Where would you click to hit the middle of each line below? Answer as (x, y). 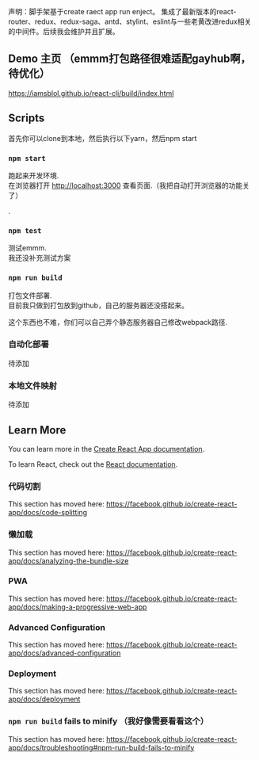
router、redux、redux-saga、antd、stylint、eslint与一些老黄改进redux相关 (130, 21)
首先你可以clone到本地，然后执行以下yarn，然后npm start (103, 138)
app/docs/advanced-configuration (65, 653)
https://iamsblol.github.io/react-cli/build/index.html (91, 93)
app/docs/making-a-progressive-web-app (78, 607)
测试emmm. (27, 248)
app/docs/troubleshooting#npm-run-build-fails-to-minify (101, 747)
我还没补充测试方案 (40, 258)
